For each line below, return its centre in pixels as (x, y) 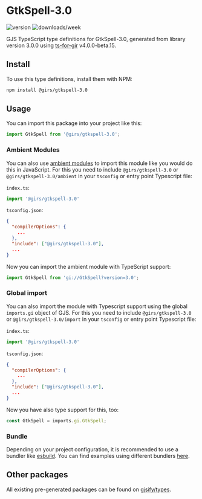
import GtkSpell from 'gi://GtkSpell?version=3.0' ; (73, 278)
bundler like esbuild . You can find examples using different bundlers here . (98, 456)
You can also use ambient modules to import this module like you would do (99, 163)
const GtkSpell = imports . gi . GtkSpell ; (57, 420)
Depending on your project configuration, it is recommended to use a (92, 449)
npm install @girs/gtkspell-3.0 (47, 90)
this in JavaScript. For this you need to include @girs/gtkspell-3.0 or (92, 169)
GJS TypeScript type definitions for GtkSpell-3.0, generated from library (96, 39)
